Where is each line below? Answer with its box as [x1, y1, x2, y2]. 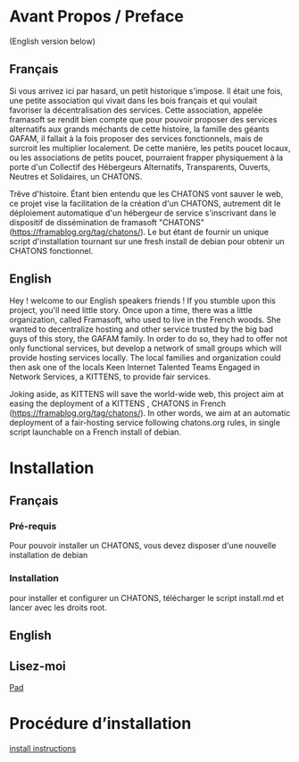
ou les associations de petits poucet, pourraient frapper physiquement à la [9, 152, 284, 163]
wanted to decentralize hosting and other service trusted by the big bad [9, 324, 274, 334]
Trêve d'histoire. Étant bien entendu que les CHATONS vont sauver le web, [9, 188, 284, 199]
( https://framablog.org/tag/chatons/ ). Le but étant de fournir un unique [9, 226, 270, 237]
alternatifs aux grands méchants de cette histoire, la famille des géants [9, 123, 270, 134]
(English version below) [9, 36, 96, 47]
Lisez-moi [9, 658, 67, 673]
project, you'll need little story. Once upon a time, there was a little [9, 304, 253, 315]
